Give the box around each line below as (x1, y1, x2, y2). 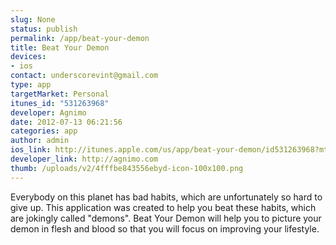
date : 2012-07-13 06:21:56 (10, 117, 123, 127)
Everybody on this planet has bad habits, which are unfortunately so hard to (10, 191, 323, 203)
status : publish (10, 24, 78, 34)
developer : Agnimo (10, 107, 87, 118)
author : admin (10, 136, 70, 146)
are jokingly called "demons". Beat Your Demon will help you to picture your (10, 212, 322, 224)
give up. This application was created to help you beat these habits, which (10, 201, 317, 213)
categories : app (10, 126, 78, 136)
